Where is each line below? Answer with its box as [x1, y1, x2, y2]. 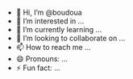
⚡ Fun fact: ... [15, 63, 60, 73]
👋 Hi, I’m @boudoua [15, 8, 82, 17]
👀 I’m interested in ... [15, 16, 85, 26]
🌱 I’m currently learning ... [15, 25, 102, 34]
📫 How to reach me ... [15, 43, 91, 52]
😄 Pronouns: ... [15, 54, 69, 64]
